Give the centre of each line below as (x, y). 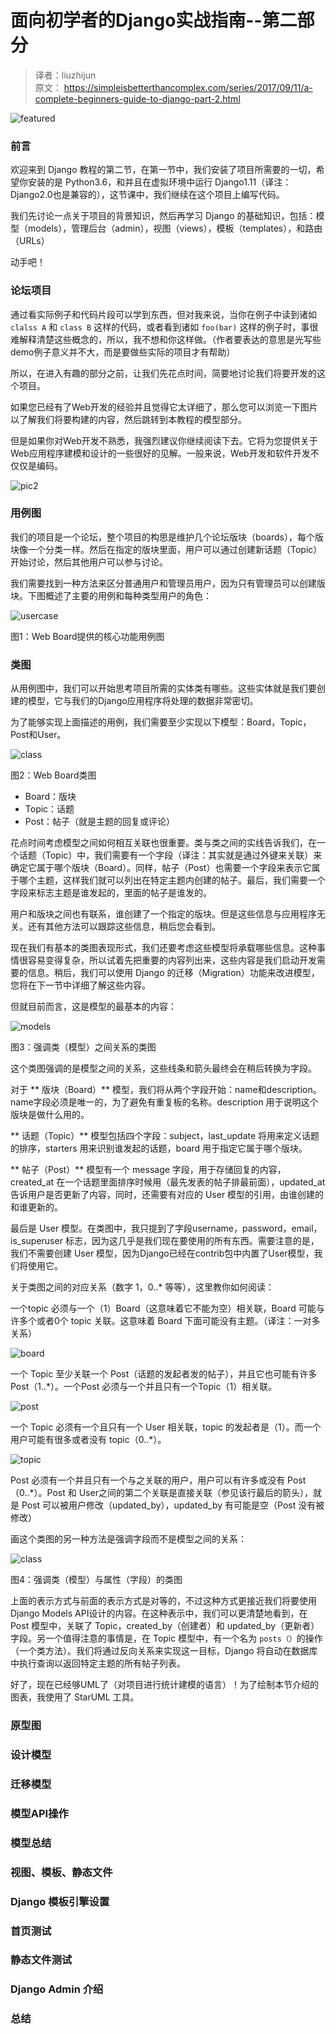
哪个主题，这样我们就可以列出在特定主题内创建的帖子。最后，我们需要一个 (172, 880)
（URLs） (30, 241)
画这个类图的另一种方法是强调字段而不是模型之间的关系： (128, 1539)
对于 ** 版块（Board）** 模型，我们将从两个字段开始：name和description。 (166, 1090)
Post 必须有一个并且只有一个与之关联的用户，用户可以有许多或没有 (148, 1480)
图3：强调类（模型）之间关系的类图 (83, 1047)
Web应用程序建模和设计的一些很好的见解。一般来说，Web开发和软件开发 (160, 453)
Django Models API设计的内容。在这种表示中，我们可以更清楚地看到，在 (159, 1613)
